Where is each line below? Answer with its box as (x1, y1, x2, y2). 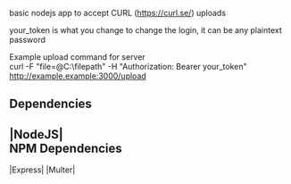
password (9, 35, 46, 45)
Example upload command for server (9, 52, 145, 62)
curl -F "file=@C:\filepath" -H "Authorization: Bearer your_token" (9, 62, 247, 71)
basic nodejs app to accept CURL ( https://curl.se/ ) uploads (9, 8, 226, 18)
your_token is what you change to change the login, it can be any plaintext (9, 25, 283, 35)
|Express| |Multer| (9, 164, 76, 175)
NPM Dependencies (9, 140, 122, 155)
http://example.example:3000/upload (9, 71, 147, 81)
